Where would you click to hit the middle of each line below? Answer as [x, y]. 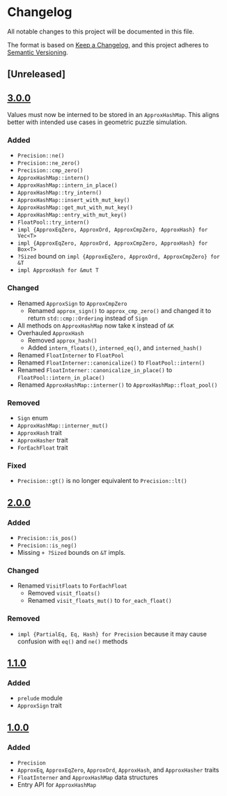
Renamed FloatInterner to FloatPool [71, 355]
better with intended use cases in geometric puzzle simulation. [97, 122]
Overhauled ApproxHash [50, 332]
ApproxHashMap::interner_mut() [63, 426]
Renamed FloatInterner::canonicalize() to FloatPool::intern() [111, 362]
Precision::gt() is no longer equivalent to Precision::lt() [102, 481]
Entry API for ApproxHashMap [57, 784]
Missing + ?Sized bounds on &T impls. [71, 553]
